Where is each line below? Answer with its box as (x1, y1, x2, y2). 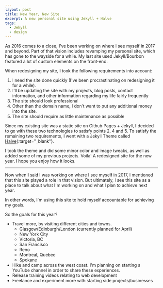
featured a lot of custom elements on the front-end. (5, 59, 108, 64)
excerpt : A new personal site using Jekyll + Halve (5, 16, 112, 21)
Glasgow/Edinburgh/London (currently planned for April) (19, 226, 132, 232)
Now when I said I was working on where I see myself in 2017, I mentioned (5, 172, 153, 178)
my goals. (5, 202, 25, 208)
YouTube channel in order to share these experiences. (12, 268, 120, 273)
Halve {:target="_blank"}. (5, 138, 54, 144)
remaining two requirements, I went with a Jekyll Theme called (5, 133, 130, 139)
